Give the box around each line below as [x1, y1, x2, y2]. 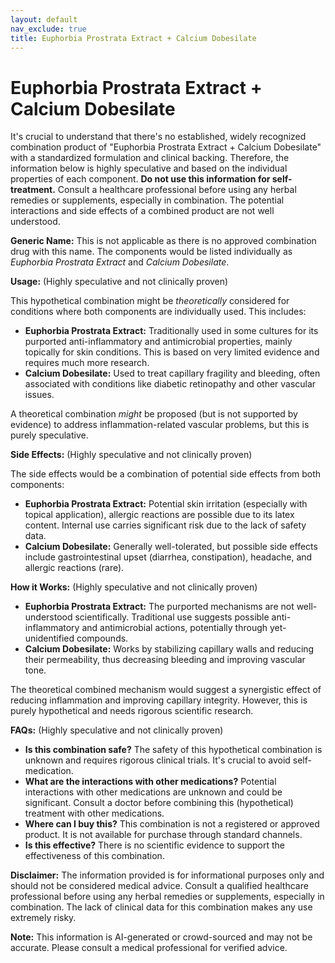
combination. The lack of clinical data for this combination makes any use [10, 901, 313, 913]
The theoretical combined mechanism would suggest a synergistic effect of [10, 684, 322, 696]
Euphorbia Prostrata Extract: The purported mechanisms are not [24, 601, 295, 613]
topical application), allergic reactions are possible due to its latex [24, 509, 295, 521]
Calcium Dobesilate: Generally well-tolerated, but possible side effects [24, 541, 318, 553]
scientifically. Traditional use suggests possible [74, 611, 270, 623]
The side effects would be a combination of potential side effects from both [10, 468, 322, 480]
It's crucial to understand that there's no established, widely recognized [10, 131, 307, 143]
